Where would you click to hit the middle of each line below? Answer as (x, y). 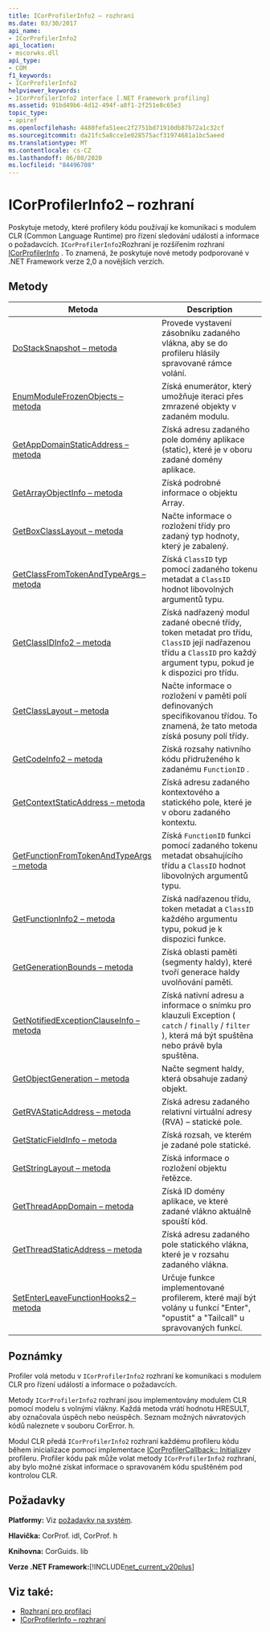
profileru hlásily (191, 353)
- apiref (23, 121)
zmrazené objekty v (199, 406)
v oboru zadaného (196, 812)
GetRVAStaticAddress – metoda (72, 1112)
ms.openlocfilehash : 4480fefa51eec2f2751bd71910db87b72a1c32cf (117, 128)
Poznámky (35, 1357)
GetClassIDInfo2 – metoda (62, 642)
